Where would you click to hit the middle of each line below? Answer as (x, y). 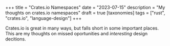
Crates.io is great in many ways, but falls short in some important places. (82, 28)
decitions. (16, 39)
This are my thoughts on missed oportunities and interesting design (77, 33)
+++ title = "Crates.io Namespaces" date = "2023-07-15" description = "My (85, 7)
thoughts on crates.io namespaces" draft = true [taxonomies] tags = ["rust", (85, 13)
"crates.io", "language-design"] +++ (44, 18)
